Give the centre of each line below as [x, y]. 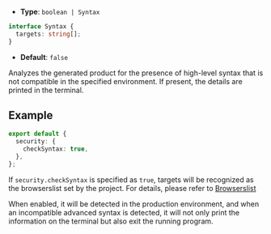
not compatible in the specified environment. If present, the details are [125, 81]
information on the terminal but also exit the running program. [111, 221]
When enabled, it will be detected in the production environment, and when [134, 204]
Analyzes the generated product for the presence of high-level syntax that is [136, 73]
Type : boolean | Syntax [60, 12]
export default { [38, 134]
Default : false [44, 57]
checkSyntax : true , [56, 149]
